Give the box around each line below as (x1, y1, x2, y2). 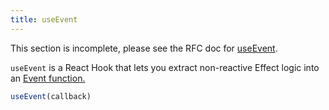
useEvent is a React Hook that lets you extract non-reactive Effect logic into (10, 61, 320, 73)
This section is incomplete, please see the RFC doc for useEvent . (10, 42, 278, 54)
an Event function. (10, 72, 86, 84)
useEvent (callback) (10, 91, 92, 101)
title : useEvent (10, 14, 78, 25)
